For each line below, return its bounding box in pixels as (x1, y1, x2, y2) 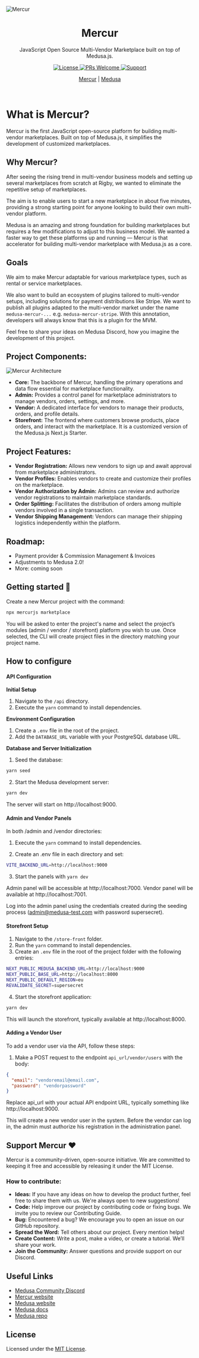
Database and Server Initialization (6, 745, 92, 752)
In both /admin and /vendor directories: (6, 828, 102, 835)
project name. (6, 639, 40, 646)
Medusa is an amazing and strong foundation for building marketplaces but (6, 221, 190, 228)
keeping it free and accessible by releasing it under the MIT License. (6, 1162, 174, 1170)
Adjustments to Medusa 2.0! (14, 558, 84, 565)
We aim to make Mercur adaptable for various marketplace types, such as (6, 274, 187, 281)
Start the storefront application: (14, 993, 92, 1000)
